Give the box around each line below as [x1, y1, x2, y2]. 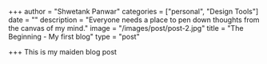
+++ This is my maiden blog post [8, 47, 118, 56]
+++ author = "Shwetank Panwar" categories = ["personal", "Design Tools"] [8, 7, 259, 16]
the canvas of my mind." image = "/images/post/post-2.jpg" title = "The [8, 24, 244, 32]
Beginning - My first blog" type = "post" [8, 32, 140, 41]
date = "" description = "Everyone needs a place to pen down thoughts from [8, 15, 260, 24]
